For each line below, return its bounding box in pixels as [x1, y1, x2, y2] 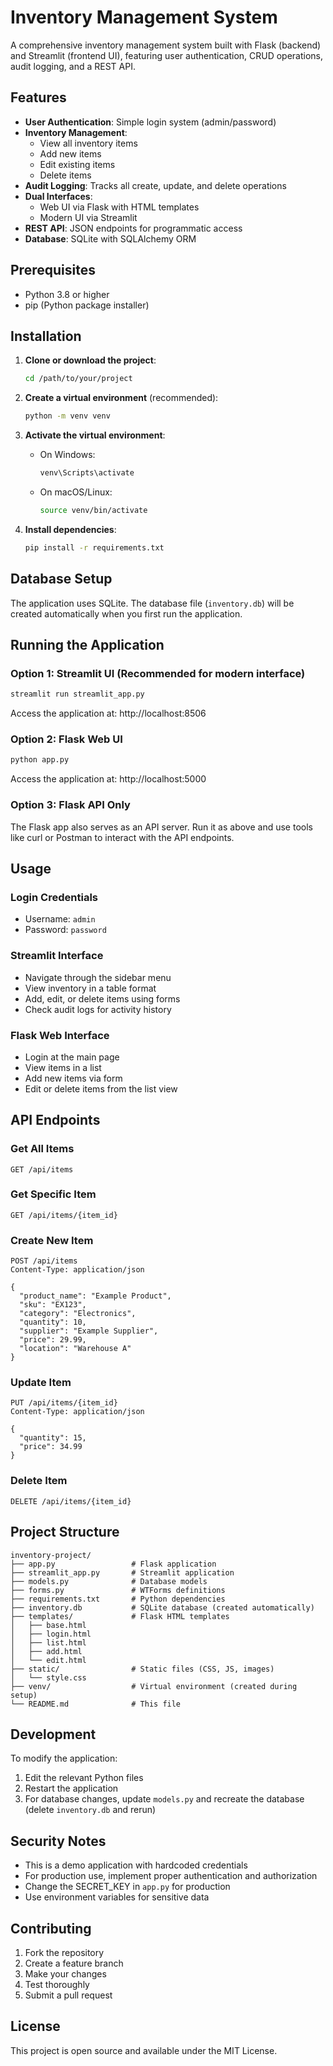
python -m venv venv [24, 411, 111, 421]
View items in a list [24, 1061, 102, 1073]
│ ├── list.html [10, 1637, 87, 1648]
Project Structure [10, 1524, 120, 1541]
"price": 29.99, [19, 1335, 87, 1345]
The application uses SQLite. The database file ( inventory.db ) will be [10, 597, 295, 609]
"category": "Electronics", [19, 1309, 137, 1319]
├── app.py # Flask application [10, 1559, 217, 1569]
